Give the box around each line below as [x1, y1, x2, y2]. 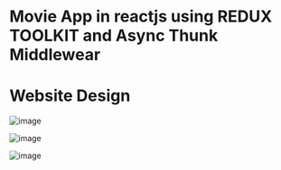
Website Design [9, 85, 131, 106]
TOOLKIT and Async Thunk [9, 25, 219, 46]
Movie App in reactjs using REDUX [9, 6, 273, 27]
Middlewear [9, 45, 101, 65]
